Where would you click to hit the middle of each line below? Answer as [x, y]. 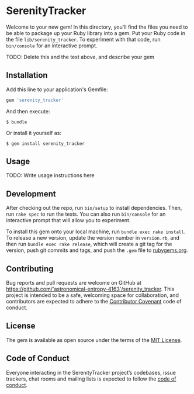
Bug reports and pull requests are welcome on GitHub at [74, 283]
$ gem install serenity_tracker [45, 144]
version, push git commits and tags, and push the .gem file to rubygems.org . [97, 250]
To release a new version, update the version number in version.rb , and [93, 238]
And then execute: [28, 111]
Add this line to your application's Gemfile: [57, 89]
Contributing [30, 269]
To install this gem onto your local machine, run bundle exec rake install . [96, 231]
